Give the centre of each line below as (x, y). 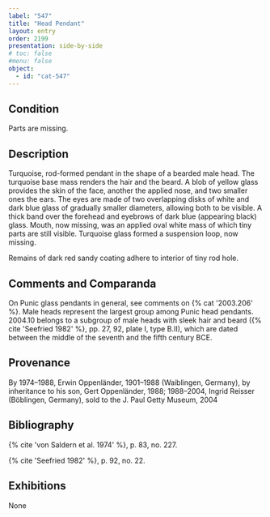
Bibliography (41, 425)
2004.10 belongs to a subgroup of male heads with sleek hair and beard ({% (135, 320)
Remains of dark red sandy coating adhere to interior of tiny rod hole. (123, 258)
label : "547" (30, 16)
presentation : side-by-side (56, 46)
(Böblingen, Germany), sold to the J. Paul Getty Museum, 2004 (113, 399)
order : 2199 (28, 38)
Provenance (40, 363)
